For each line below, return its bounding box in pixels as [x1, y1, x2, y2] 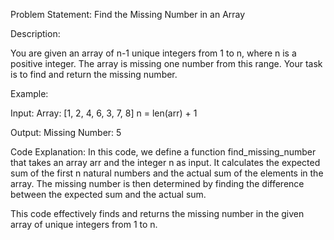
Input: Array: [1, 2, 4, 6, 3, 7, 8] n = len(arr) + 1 [10, 107, 198, 119]
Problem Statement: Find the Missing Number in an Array [10, 9, 246, 20]
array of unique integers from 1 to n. [10, 219, 158, 230]
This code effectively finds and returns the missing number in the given [10, 208, 305, 219]
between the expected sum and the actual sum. [10, 189, 207, 200]
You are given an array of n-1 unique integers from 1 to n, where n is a [10, 47, 297, 59]
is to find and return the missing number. [10, 69, 178, 80]
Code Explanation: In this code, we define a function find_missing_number [10, 146, 317, 158]
